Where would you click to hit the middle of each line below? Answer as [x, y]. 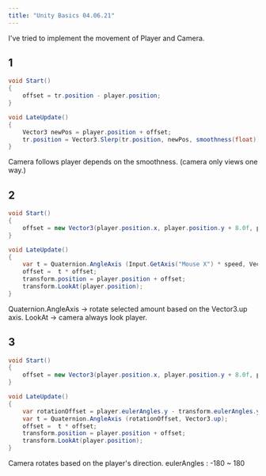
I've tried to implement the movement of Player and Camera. [106, 38]
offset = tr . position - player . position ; [91, 96]
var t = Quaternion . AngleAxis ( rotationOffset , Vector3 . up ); [125, 419]
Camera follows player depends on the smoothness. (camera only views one [133, 162]
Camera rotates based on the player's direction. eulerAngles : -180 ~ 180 [127, 463]
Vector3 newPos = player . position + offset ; [97, 132]
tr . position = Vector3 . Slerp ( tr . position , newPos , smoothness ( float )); [143, 139]
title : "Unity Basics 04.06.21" [61, 15]
